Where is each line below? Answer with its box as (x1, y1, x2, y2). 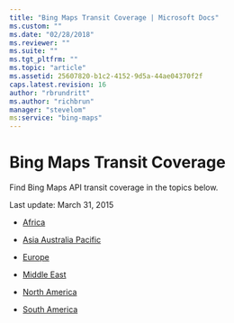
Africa (22, 217, 46, 228)
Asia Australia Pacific (22, 235, 102, 246)
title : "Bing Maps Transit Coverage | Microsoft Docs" (9, 13, 220, 22)
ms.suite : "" (9, 47, 58, 56)
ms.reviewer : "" (9, 38, 70, 48)
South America (22, 304, 78, 315)
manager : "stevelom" (9, 105, 87, 114)
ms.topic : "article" (9, 64, 87, 73)
